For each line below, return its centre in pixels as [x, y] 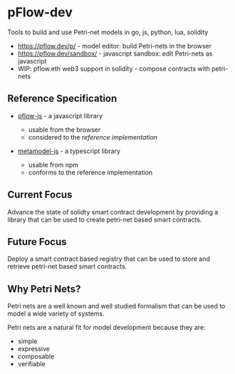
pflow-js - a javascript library [60, 115]
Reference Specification [62, 99]
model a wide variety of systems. [56, 313]
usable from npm [53, 165]
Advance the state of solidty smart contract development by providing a [113, 212]
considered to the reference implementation [93, 137]
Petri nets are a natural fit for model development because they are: [106, 328]
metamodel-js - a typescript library [69, 151]
